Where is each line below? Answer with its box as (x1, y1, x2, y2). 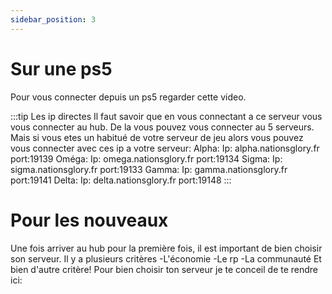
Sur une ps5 (10, 57, 113, 80)
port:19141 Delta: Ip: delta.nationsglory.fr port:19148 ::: (10, 174, 232, 186)
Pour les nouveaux (10, 209, 169, 231)
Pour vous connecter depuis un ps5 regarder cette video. (10, 91, 247, 103)
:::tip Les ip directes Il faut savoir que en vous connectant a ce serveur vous (10, 110, 323, 122)
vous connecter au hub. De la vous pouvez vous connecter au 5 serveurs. (10, 121, 315, 133)
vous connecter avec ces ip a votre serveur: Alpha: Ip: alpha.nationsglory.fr (10, 142, 320, 154)
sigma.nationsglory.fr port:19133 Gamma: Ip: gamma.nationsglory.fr (10, 163, 288, 175)
